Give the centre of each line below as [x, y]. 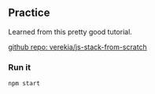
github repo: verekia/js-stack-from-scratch [77, 47]
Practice [29, 13]
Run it [20, 67]
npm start [24, 84]
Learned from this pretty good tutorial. [70, 31]
